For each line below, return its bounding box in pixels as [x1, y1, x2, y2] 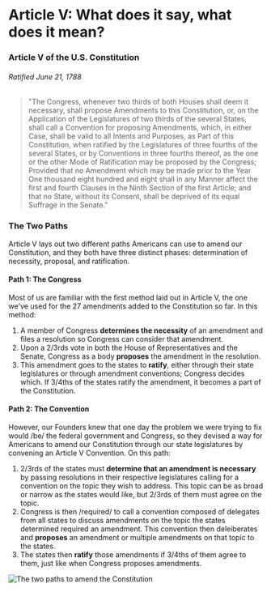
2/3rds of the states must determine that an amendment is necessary [19, 464, 256, 474]
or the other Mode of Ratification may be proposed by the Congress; [28, 157, 257, 167]
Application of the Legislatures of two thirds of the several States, [28, 114, 248, 124]
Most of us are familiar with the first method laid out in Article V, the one [8, 292, 248, 302]
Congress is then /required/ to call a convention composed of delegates [19, 507, 260, 517]
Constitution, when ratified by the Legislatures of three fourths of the [28, 140, 258, 150]
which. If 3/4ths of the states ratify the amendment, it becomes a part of [19, 377, 261, 386]
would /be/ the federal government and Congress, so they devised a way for [8, 431, 263, 441]
